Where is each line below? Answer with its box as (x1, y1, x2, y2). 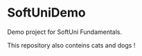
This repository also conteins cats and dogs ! (7, 41, 136, 49)
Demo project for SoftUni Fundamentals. (7, 28, 123, 36)
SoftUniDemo (7, 5, 86, 21)
